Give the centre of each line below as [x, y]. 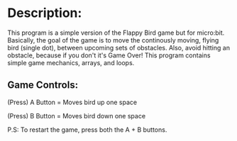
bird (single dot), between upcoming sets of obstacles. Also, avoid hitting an [119, 47]
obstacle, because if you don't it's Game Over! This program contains [109, 55]
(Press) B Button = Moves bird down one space [77, 115]
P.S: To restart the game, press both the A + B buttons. [87, 130]
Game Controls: [43, 85]
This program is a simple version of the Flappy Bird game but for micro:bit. [116, 33]
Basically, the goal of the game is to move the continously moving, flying [113, 40]
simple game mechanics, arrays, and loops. [71, 62]
